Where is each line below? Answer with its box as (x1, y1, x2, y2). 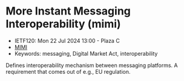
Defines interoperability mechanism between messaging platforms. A (5, 62, 178, 69)
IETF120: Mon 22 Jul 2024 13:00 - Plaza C (14, 37, 120, 44)
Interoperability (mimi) (5, 17, 122, 31)
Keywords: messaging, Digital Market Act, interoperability (14, 50, 158, 57)
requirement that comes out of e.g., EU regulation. (5, 68, 131, 75)
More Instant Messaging (5, 4, 131, 18)
